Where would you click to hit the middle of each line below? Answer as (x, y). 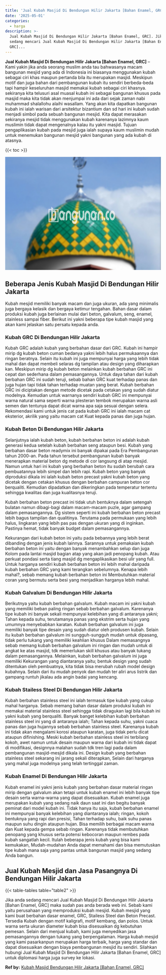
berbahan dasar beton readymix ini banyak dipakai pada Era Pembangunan (82, 450)
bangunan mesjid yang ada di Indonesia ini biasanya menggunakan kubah (80, 72)
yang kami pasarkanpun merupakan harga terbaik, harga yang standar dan (81, 942)
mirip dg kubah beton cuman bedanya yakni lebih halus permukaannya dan (82, 353)
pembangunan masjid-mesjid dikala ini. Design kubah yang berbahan (76, 753)
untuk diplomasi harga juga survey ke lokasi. (50, 958)
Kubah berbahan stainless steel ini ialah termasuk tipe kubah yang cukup (80, 700)
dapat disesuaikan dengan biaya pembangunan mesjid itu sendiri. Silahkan (81, 947)
